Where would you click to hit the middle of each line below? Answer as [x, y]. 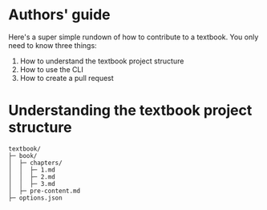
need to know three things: [53, 45]
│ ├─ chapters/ [35, 163]
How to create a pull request [67, 78]
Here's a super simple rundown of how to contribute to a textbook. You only [133, 37]
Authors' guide [59, 15]
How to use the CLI [52, 69]
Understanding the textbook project [130, 111]
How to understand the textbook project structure [102, 61]
